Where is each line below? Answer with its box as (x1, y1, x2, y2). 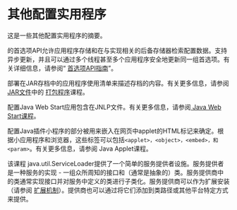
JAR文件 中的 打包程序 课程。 (7, 88, 90, 96)
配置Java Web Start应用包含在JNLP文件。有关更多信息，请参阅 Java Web (7, 103, 221, 111)
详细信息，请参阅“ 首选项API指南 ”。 (13, 64, 118, 72)
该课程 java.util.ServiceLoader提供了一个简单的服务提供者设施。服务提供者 (7, 159, 224, 168)
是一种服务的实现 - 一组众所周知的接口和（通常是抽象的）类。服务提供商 (7, 168, 218, 177)
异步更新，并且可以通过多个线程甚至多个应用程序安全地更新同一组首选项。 (7, 54, 224, 64)
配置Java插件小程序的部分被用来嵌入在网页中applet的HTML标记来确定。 (7, 127, 218, 135)
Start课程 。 (7, 111, 40, 120)
